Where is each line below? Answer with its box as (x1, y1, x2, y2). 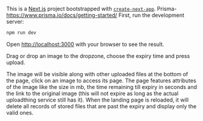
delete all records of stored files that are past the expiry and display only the (6, 102, 197, 110)
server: (6, 18, 24, 25)
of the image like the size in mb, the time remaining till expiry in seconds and (6, 83, 198, 90)
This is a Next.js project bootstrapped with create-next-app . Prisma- (6, 5, 177, 12)
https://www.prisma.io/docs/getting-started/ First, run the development (6, 11, 185, 19)
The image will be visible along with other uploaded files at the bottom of (6, 70, 188, 77)
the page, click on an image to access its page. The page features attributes (6, 77, 197, 84)
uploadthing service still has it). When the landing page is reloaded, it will (6, 96, 189, 103)
